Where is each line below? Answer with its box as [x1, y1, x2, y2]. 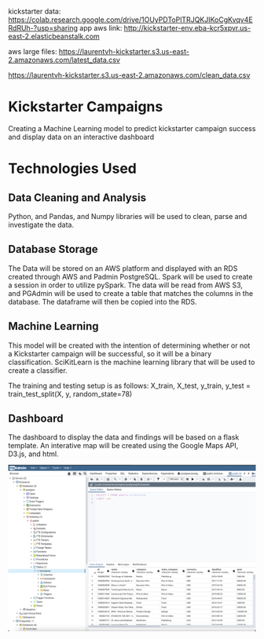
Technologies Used [8, 160, 137, 177]
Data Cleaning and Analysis [8, 191, 147, 204]
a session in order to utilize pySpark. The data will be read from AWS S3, [8, 280, 244, 290]
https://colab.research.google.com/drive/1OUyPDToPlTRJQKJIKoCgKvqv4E [8, 15, 253, 24]
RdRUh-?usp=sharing [8, 24, 79, 32]
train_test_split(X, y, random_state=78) [8, 389, 133, 399]
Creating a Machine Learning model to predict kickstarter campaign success [8, 123, 256, 133]
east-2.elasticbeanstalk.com [8, 31, 100, 41]
